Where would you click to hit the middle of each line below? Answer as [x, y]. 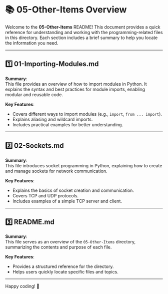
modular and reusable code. [34, 94]
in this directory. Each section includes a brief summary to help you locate [81, 38]
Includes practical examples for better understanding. [68, 124]
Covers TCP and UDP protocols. [45, 195]
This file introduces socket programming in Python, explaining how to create [84, 165]
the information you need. [32, 43]
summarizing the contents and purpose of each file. [58, 247]
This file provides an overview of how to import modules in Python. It [76, 84]
